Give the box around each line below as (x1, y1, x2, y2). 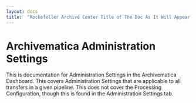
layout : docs (6, 8, 38, 15)
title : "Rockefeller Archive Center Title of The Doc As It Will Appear (6, 14, 191, 20)
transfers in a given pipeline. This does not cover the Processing (6, 84, 162, 91)
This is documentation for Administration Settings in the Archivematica (6, 71, 177, 78)
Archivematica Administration (6, 39, 156, 53)
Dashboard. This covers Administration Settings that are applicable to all (6, 78, 181, 85)
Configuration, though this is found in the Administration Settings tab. (6, 90, 174, 97)
